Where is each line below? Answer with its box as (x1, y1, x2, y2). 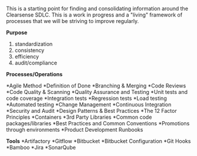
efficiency (14, 53, 40, 60)
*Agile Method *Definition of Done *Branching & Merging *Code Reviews (6, 82, 186, 89)
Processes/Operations (6, 71, 63, 77)
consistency (14, 47, 45, 54)
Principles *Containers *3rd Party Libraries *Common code (6, 113, 152, 121)
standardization (14, 41, 53, 47)
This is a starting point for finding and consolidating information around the (6, 5, 189, 12)
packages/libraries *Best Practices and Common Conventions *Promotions (6, 120, 190, 126)
